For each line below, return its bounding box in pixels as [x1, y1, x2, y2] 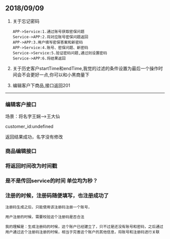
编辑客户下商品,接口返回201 [12, 82, 70, 88]
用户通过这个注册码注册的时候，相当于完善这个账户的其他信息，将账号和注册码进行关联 [5, 229, 160, 235]
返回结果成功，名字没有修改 [5, 134, 63, 140]
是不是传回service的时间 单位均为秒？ [5, 177, 98, 184]
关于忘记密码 [12, 18, 39, 24]
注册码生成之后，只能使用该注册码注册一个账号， [5, 205, 92, 210]
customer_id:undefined [5, 124, 54, 130]
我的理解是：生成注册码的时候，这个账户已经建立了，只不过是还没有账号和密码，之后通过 [5, 224, 163, 229]
